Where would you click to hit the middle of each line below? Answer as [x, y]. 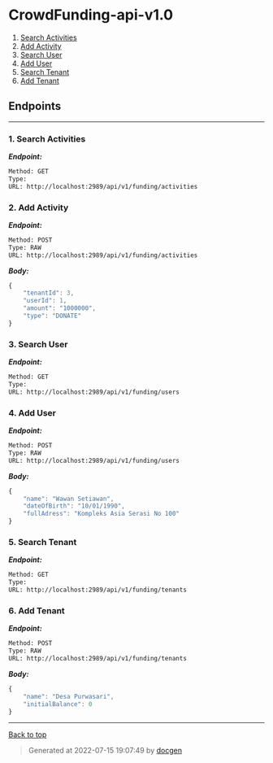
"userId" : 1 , [45, 301]
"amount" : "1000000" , [59, 308]
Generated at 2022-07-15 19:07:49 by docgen [105, 751]
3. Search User [38, 344]
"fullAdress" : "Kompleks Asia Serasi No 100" [102, 514]
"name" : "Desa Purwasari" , [69, 696]
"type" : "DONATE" [52, 316]
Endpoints [35, 106]
